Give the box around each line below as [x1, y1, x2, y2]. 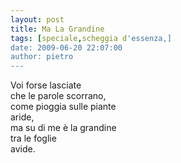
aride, [10, 111, 35, 123]
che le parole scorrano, [10, 90, 107, 102]
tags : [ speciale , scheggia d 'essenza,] [10, 33, 172, 43]
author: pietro [10, 52, 74, 62]
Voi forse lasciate [10, 79, 82, 91]
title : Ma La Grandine [10, 24, 105, 34]
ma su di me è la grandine [10, 122, 117, 134]
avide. [10, 143, 36, 155]
